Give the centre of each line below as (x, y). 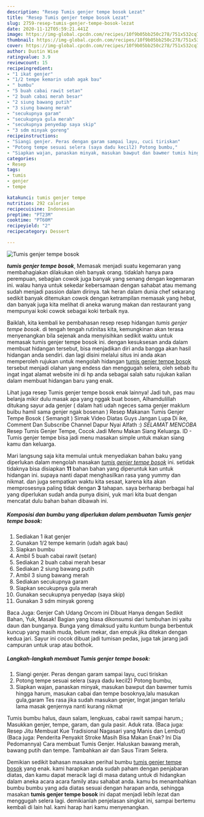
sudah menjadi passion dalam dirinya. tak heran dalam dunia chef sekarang (101, 291)
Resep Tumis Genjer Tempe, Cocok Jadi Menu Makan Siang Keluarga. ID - (100, 431)
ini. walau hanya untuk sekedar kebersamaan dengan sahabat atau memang (102, 285)
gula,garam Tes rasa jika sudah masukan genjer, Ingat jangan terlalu (100, 700)
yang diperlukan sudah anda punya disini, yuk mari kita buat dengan (92, 494)
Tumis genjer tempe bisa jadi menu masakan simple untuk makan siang (96, 437)
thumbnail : (21, 40)
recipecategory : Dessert (38, 232)
